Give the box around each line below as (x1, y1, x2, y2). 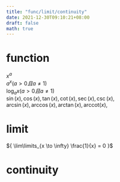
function (6, 52, 50, 65)
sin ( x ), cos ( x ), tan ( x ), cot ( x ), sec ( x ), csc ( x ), (6, 95, 115, 102)
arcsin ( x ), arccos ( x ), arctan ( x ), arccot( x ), (6, 102, 108, 109)
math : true (6, 25, 34, 32)
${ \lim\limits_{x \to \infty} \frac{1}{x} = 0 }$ (6, 142, 113, 150)
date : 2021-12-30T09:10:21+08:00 (6, 14, 90, 20)
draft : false (6, 20, 39, 26)
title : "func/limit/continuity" (6, 8, 87, 15)
